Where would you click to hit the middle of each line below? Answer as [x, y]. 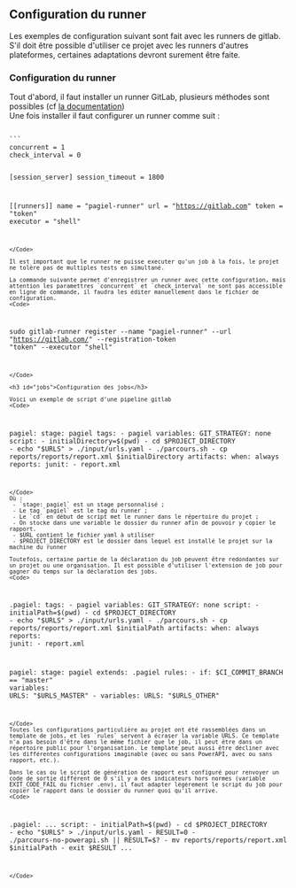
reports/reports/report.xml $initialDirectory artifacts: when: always [144, 456]
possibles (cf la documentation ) [67, 106]
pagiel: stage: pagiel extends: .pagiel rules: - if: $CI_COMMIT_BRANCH [146, 673]
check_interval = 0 [45, 155]
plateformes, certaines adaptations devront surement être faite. [125, 54]
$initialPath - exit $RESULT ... [71, 848]
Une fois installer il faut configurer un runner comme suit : [114, 116]
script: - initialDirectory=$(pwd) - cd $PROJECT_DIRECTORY [123, 441]
